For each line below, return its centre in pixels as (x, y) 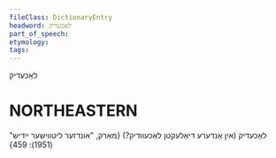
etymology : (29, 42)
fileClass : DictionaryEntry (61, 17)
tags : (19, 50)
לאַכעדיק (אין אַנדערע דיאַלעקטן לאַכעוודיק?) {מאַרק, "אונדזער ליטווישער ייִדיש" (138, 135)
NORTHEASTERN (73, 111)
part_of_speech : (39, 34)
